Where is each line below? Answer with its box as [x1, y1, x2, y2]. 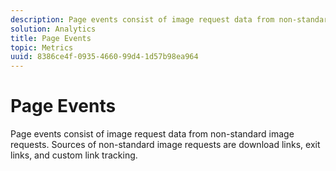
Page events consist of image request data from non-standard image [10, 128, 295, 140]
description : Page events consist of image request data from [10, 14, 275, 25]
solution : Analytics [10, 24, 97, 34]
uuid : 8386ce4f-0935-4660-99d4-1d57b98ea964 [10, 52, 199, 62]
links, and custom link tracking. [10, 149, 138, 161]
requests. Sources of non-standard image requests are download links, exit [10, 139, 321, 151]
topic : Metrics [10, 42, 74, 53]
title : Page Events [10, 33, 92, 43]
